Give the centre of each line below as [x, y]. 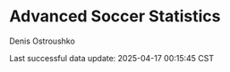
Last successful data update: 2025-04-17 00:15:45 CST [112, 58]
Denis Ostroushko [43, 41]
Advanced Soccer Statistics [115, 16]
